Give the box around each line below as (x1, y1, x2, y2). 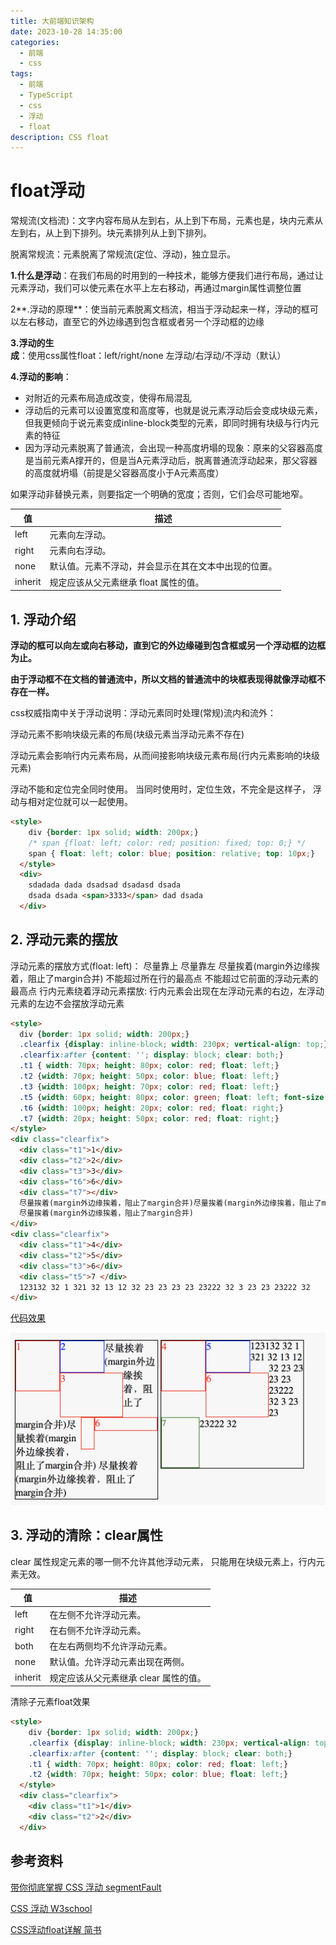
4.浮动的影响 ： (10, 371, 72, 383)
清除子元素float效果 (10, 1696, 91, 1708)
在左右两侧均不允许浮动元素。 (49, 1640, 173, 1652)
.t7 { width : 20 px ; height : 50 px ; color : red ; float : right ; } (19, 1113, 280, 1124)
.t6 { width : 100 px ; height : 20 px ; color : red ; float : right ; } (19, 1103, 284, 1113)
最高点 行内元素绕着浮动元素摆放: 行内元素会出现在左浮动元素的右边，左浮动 (10, 985, 325, 997)
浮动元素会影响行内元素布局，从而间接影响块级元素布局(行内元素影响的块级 (10, 750, 321, 761)
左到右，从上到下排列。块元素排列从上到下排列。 (10, 227, 212, 239)
